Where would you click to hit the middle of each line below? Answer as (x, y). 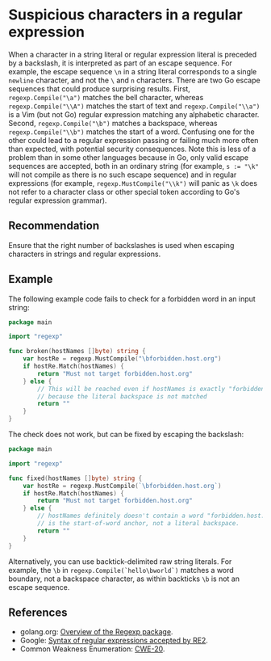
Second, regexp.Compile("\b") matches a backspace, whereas (113, 123)
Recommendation (54, 226)
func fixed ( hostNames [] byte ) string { (75, 478)
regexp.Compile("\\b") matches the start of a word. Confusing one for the (132, 132)
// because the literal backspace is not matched (122, 396)
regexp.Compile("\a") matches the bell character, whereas (106, 97)
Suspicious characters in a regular (126, 15)
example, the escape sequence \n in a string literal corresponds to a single (133, 71)
